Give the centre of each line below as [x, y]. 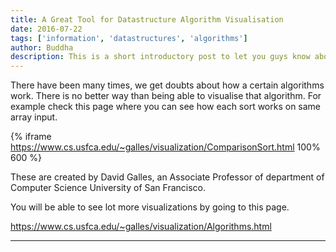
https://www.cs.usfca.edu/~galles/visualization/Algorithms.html [141, 227]
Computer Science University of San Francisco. [108, 188]
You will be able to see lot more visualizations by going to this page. [150, 207]
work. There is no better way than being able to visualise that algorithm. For [166, 96]
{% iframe [31, 137]
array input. [34, 117]
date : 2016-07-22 [46, 29]
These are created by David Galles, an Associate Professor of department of [167, 177]
